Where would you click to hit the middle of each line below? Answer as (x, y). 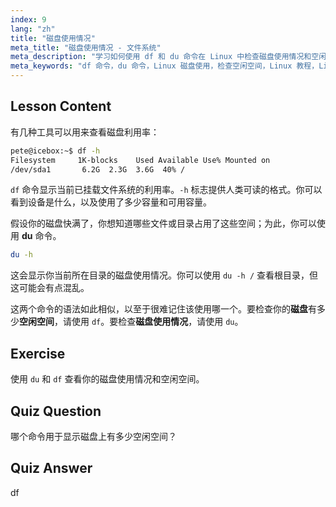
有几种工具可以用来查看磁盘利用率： (85, 132)
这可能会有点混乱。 (50, 288)
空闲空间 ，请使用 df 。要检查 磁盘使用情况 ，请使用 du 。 (131, 322)
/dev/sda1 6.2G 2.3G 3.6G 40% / (98, 169)
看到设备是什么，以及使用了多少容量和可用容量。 (111, 202)
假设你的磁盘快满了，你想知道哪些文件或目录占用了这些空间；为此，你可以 (163, 223)
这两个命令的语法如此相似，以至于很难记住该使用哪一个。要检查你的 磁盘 (159, 309)
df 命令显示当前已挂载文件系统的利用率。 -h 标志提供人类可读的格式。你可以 (166, 190)
